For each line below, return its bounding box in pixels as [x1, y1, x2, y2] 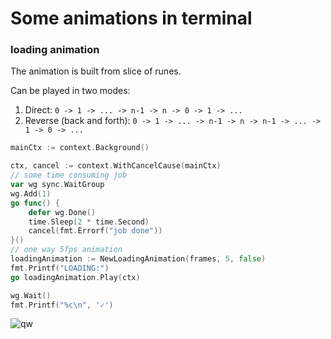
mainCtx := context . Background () [10, 143, 150, 153]
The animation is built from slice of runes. [10, 65, 182, 77]
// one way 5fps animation [10, 245, 123, 255]
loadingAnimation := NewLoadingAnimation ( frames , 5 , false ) [10, 254, 267, 264]
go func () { [10, 198, 60, 208]
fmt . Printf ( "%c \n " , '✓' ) [10, 300, 114, 310]
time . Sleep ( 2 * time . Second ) [28, 217, 150, 227]
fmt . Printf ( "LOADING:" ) [10, 263, 110, 273]
